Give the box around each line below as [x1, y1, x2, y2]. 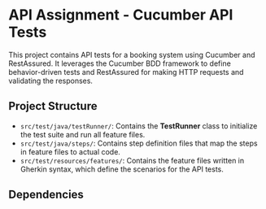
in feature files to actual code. [20, 146, 120, 156]
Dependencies [8, 188, 84, 202]
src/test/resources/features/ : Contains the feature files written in [20, 155, 245, 165]
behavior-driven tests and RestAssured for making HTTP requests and [8, 67, 244, 76]
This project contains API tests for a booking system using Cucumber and [8, 50, 255, 59]
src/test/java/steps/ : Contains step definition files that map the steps [20, 138, 258, 148]
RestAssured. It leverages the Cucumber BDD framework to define [8, 59, 232, 68]
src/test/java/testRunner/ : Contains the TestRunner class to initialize [20, 120, 258, 131]
